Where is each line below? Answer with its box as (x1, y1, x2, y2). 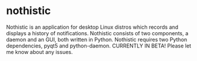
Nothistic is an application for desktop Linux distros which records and (6, 23, 179, 30)
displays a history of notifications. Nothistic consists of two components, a (6, 29, 189, 36)
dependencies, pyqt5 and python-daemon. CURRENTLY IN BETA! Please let (6, 42, 192, 49)
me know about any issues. (6, 48, 73, 55)
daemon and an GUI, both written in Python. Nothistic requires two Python (6, 36, 188, 43)
